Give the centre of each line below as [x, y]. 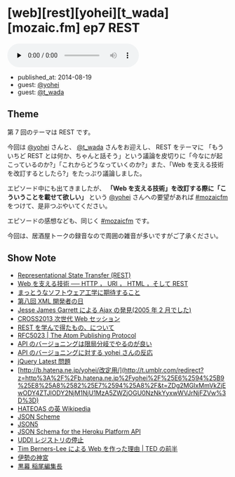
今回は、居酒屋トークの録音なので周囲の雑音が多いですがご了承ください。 [115, 235]
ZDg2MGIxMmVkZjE [197, 385]
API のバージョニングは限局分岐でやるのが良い [85, 344]
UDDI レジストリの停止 [51, 440]
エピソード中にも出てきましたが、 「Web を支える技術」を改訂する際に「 [114, 188]
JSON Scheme [39, 417]
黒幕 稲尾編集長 [40, 466]
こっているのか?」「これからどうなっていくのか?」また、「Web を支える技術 [116, 164]
